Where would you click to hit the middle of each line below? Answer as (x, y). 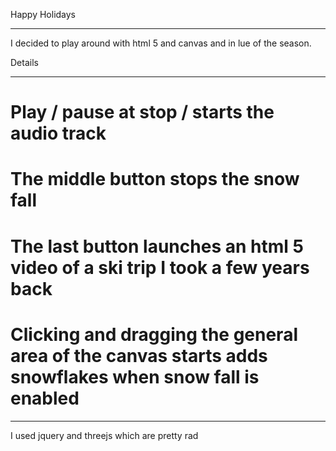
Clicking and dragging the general (154, 334)
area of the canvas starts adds (139, 355)
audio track (58, 133)
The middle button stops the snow (155, 179)
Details (24, 62)
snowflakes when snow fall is (135, 376)
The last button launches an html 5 (157, 246)
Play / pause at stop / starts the (142, 112)
